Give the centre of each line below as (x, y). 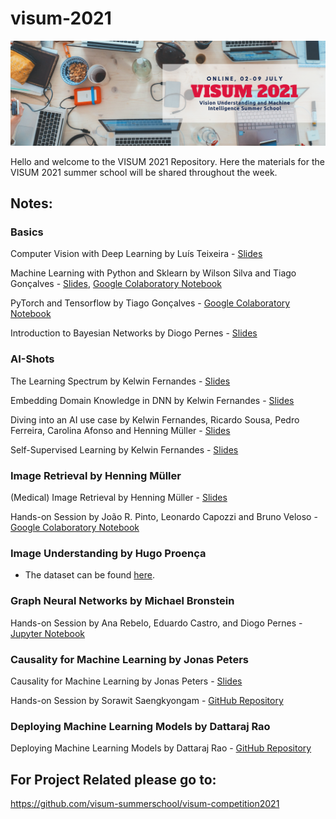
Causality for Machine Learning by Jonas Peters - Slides (126, 681)
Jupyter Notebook (48, 633)
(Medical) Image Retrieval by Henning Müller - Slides (119, 498)
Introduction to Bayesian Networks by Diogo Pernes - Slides (134, 333)
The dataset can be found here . (90, 575)
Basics (27, 232)
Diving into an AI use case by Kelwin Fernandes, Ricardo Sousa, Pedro (155, 419)
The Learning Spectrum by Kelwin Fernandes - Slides (120, 381)
